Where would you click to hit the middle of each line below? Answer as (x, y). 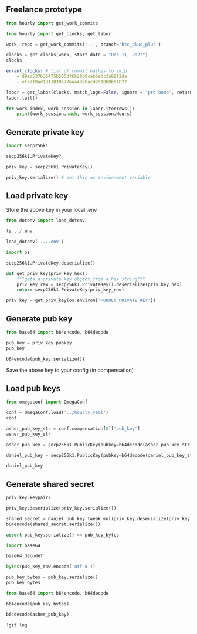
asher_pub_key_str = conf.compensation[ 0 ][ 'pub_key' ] (73, 428)
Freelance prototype (44, 10)
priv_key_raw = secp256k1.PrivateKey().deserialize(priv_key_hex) (99, 284)
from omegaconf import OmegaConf (47, 402)
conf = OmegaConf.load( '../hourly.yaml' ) (57, 413)
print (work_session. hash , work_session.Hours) (74, 114)
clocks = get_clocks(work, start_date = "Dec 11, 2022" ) (77, 55)
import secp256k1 (27, 146)
